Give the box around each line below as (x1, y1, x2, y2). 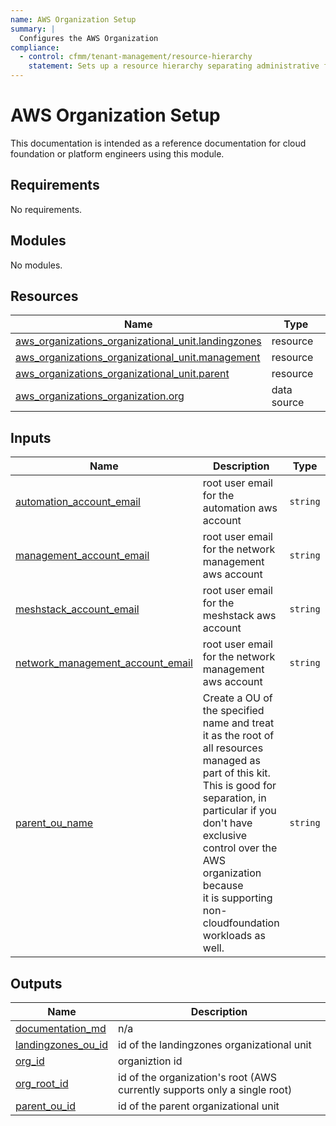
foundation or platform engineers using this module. (10, 147, 225, 160)
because (202, 879, 244, 893)
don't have (202, 816, 253, 830)
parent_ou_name (15, 816, 94, 830)
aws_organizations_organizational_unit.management (15, 351, 261, 365)
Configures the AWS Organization (19, 33, 159, 43)
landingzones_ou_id (15, 1038, 108, 1051)
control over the (202, 841, 278, 855)
